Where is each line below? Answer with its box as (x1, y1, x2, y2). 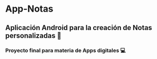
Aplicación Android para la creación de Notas (5, 23, 152, 32)
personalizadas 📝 (5, 31, 62, 40)
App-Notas (5, 3, 54, 15)
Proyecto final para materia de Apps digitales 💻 (5, 47, 126, 54)
